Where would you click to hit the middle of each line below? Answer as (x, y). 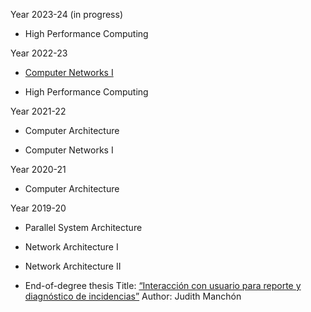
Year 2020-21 (38, 169)
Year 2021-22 (38, 111)
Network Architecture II (73, 266)
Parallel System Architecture (83, 227)
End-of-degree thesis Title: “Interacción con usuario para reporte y (163, 285)
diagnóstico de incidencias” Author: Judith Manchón (133, 296)
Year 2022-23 (39, 53)
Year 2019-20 (38, 208)
